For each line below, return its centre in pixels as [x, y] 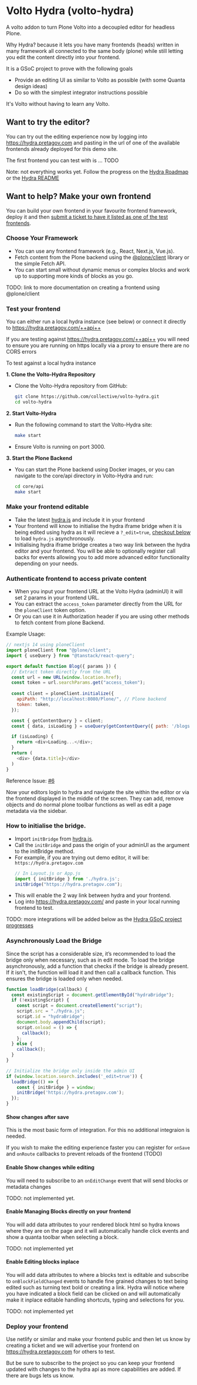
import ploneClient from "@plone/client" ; [59, 650]
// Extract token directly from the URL [61, 672]
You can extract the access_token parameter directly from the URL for [98, 604]
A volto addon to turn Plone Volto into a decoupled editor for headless [90, 27]
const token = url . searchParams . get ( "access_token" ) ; [78, 683]
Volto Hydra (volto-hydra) [70, 11]
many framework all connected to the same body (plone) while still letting [95, 51]
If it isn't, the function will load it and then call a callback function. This [91, 972]
